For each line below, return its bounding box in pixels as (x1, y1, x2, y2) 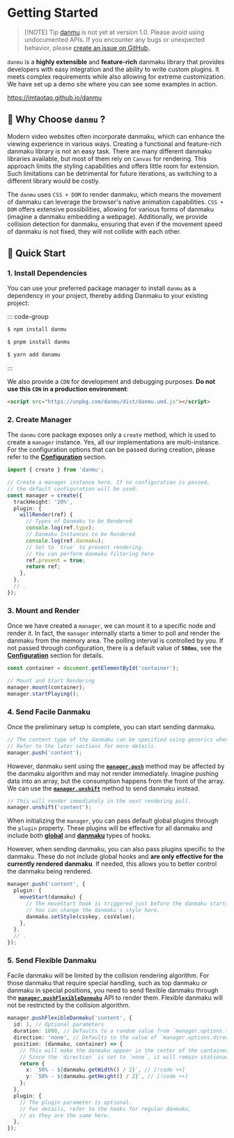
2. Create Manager (7, 414, 72, 424)
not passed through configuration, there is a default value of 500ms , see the (7, 644, 222, 652)
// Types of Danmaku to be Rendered (25, 518, 132, 525)
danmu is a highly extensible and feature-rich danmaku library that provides (7, 57, 225, 66)
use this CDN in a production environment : (7, 385, 129, 394)
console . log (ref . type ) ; (25, 525, 95, 532)
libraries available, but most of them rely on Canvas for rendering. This (7, 154, 207, 163)
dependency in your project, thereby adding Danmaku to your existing (7, 292, 208, 300)
